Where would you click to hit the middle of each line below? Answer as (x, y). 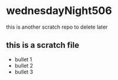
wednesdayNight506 (59, 11)
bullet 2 (24, 65)
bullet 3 (24, 72)
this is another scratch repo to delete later (57, 27)
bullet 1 (23, 59)
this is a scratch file (43, 45)
